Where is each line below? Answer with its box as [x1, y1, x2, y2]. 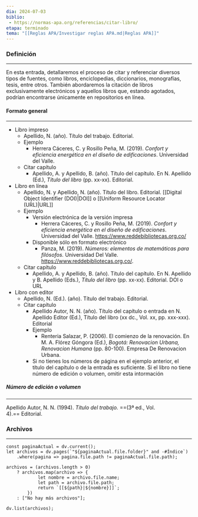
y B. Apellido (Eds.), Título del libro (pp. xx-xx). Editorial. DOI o [32, 276, 183, 283]
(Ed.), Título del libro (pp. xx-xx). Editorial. [32, 176, 134, 183]
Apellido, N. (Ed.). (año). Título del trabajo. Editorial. [23, 295, 148, 302]
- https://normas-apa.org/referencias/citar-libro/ [8, 19, 138, 25]
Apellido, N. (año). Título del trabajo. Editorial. [23, 132, 134, 139]
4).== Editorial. [6, 410, 42, 417]
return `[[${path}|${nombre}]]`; [37, 485, 120, 491]
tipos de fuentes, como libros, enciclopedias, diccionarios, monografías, [6, 75, 181, 82]
